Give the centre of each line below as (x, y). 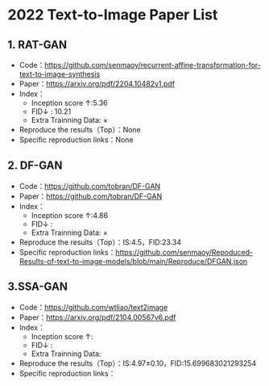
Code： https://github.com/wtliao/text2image (93, 307)
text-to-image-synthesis (60, 74)
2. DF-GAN (35, 166)
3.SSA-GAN (37, 287)
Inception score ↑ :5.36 (69, 103)
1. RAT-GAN (37, 45)
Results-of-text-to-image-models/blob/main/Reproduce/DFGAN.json (133, 261)
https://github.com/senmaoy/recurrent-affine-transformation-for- (153, 65)
